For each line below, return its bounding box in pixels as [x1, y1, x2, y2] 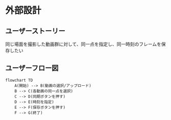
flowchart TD [5, 78, 33, 83]
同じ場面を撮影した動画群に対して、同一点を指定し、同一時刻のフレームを [5, 41, 162, 47]
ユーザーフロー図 [5, 64, 59, 73]
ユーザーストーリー [5, 27, 65, 35]
